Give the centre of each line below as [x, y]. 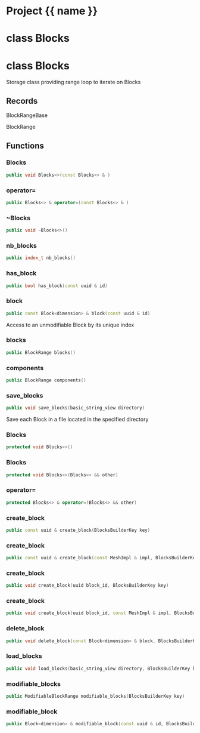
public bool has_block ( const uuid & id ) [57, 286]
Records [22, 101]
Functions [25, 145]
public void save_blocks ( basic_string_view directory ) [76, 408]
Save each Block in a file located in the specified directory [77, 420]
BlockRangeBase [27, 115]
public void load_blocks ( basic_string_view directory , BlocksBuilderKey [98, 669]
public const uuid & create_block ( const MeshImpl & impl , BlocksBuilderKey [102, 558]
